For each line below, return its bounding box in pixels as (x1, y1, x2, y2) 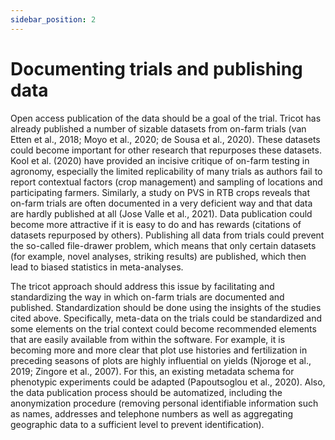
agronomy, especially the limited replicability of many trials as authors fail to (10, 165, 323, 177)
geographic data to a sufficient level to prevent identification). (10, 418, 265, 430)
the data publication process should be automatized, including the (10, 386, 283, 398)
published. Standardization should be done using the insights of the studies (10, 301, 322, 313)
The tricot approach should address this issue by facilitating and (10, 280, 275, 292)
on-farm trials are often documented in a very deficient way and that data (10, 197, 313, 209)
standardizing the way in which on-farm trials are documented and (10, 291, 285, 303)
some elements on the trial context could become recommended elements (10, 322, 317, 335)
